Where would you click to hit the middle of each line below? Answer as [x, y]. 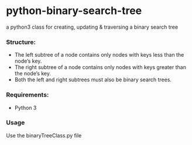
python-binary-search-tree [74, 11]
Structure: [21, 42]
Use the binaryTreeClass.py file [44, 135]
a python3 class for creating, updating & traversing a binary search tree [92, 27]
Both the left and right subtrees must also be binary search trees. [93, 80]
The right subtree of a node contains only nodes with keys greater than [100, 67]
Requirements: [28, 95]
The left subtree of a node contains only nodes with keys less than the [99, 55]
